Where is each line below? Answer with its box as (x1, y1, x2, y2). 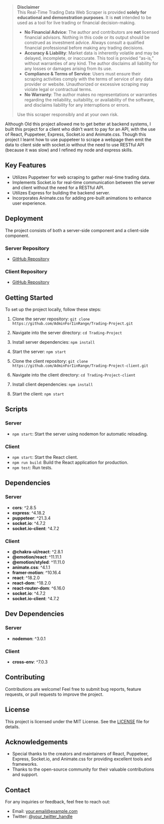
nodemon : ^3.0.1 (12, 636, 46, 641)
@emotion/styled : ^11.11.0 (12, 559, 65, 565)
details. (5, 724, 20, 730)
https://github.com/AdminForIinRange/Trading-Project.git (12, 321, 133, 326)
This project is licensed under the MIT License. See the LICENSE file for (5, 718, 150, 724)
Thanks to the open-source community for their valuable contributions (12, 766, 154, 773)
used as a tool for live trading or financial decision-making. (17, 20, 136, 25)
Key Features (5, 161, 47, 169)
